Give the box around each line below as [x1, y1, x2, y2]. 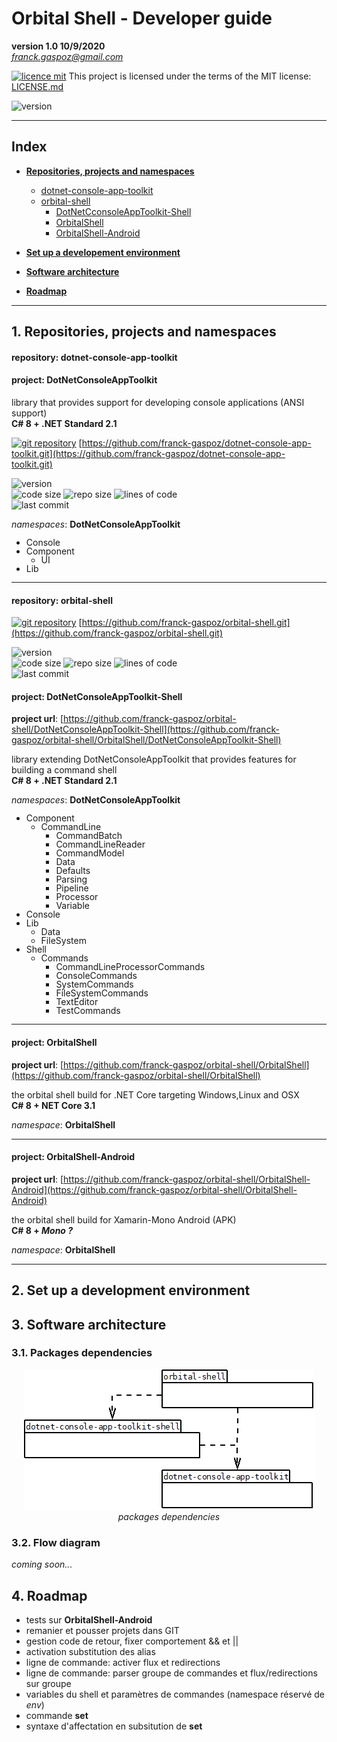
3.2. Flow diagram [11, 1535, 101, 1549]
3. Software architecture [11, 1316, 167, 1333]
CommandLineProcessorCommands [55, 961, 206, 973]
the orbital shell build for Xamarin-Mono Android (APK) [11, 1213, 237, 1226]
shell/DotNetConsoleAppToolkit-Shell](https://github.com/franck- [11, 723, 280, 736]
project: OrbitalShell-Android [11, 1151, 136, 1163]
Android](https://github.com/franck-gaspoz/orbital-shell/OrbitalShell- [11, 1183, 298, 1196]
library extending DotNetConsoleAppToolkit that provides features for [11, 753, 297, 766]
